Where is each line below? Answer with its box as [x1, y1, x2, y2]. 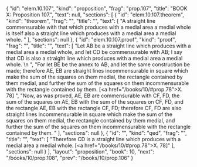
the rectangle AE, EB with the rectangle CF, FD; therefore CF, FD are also [6, 105, 182, 111]
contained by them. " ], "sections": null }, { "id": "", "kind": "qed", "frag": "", [6, 129, 187, 137]
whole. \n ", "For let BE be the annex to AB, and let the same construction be [6, 61, 191, 68]
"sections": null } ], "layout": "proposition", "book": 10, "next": [6, 148, 154, 155]
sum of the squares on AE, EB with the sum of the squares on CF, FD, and [6, 98, 184, 105]
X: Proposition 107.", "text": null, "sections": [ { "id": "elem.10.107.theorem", [6, 11, 185, 18]
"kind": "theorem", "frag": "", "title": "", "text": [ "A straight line [6, 18, 156, 24]
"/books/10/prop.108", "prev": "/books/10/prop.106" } [6, 155, 134, 161]
